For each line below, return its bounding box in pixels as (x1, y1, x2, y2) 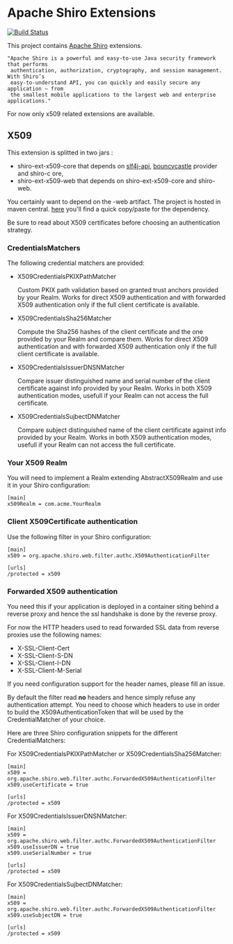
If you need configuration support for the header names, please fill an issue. (7, 680, 225, 688)
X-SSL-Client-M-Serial (17, 666, 82, 674)
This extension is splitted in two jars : (7, 148, 113, 157)
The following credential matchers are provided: (7, 259, 145, 267)
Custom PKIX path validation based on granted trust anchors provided (17, 286, 219, 294)
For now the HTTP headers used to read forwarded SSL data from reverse (7, 623, 220, 631)
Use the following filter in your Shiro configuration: (7, 532, 152, 541)
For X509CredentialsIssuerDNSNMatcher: (7, 812, 127, 820)
